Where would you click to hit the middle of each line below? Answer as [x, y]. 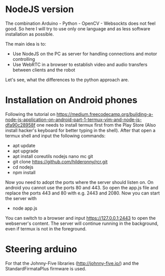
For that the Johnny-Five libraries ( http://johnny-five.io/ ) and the [72, 263]
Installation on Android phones [71, 100]
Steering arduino [41, 249]
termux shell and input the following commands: [55, 136]
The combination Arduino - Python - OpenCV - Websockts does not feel [80, 23]
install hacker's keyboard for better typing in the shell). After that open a [80, 130]
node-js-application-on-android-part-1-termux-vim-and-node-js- [74, 120]
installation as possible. [30, 34]
